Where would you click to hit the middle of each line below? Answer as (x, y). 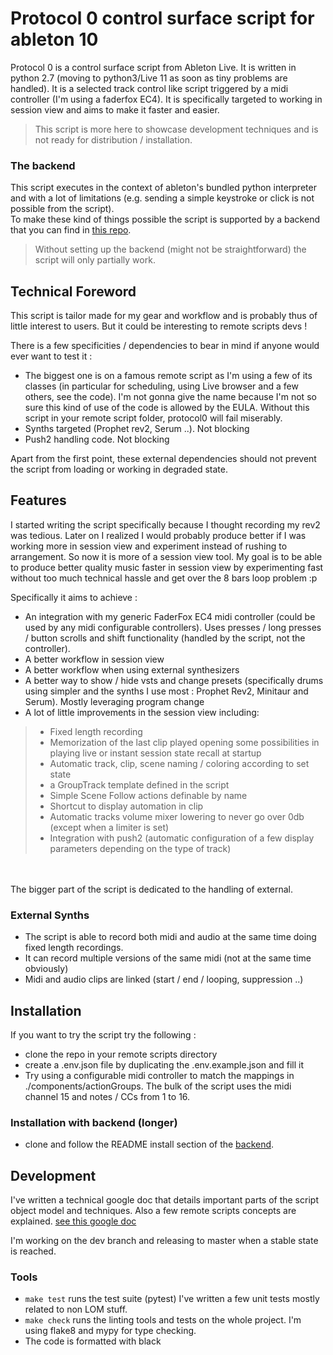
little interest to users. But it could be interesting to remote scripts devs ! (159, 326)
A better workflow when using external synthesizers (132, 669)
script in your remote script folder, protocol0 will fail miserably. (153, 418)
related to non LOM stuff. (76, 1309)
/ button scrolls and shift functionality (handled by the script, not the (165, 638)
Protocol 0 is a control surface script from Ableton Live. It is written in (153, 67)
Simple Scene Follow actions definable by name (148, 795)
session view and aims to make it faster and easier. (115, 109)
